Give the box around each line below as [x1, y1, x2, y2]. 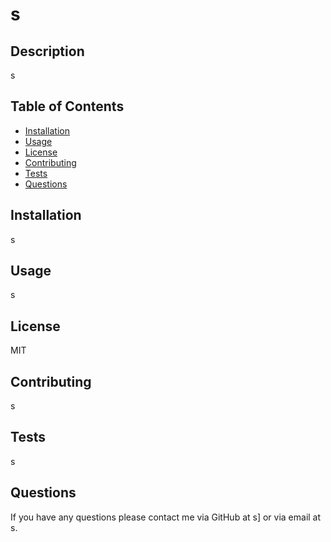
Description [10, 43, 85, 60]
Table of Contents [10, 98, 125, 115]
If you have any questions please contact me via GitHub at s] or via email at [10, 511, 322, 523]
